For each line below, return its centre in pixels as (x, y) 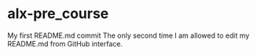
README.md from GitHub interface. (65, 43)
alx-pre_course (58, 14)
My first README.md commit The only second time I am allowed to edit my (128, 35)
